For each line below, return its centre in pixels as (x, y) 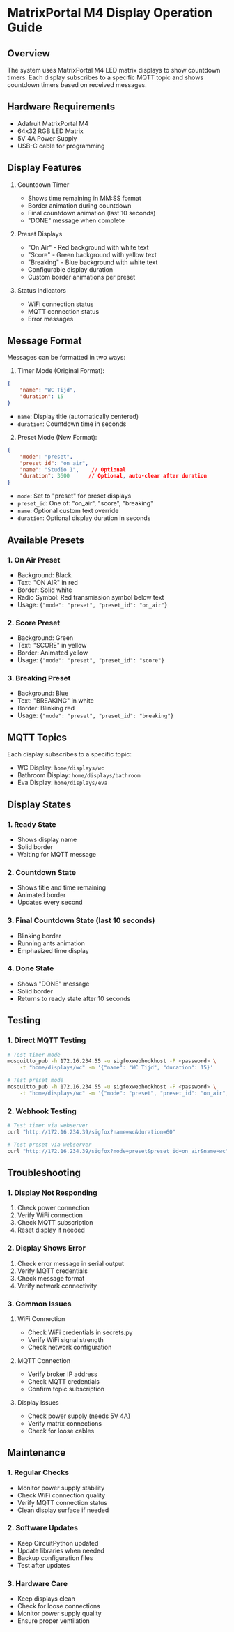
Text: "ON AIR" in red (48, 582)
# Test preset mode (36, 1081)
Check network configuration (70, 1347)
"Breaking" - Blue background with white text (93, 262)
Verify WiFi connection (50, 1215)
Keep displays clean (46, 1599)
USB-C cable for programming (61, 146)
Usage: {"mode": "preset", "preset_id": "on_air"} (92, 604)
